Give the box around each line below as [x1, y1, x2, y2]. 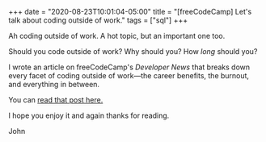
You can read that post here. [8, 95, 103, 104]
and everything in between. [8, 80, 99, 89]
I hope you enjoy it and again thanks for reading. [8, 111, 170, 120]
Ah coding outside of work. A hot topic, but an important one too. [8, 31, 226, 40]
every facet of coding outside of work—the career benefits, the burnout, [8, 71, 249, 80]
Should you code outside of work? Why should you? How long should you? [8, 47, 258, 56]
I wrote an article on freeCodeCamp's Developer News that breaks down [8, 62, 251, 72]
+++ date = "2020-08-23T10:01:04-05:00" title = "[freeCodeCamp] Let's [8, 7, 252, 16]
